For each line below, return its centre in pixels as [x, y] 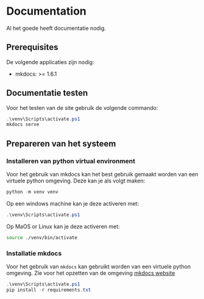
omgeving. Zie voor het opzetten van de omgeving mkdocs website [91, 273]
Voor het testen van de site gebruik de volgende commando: [82, 107]
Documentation [47, 11]
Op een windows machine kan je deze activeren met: [72, 203]
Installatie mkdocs [34, 253]
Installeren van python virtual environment [71, 161]
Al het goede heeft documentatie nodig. [56, 28]
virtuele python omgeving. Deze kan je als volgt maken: [76, 181]
